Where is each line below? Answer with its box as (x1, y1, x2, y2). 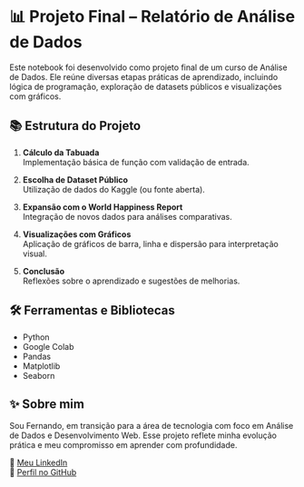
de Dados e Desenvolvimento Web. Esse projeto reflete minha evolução (9, 430, 277, 441)
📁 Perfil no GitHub (9, 467, 77, 478)
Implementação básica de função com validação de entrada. (22, 156, 250, 167)
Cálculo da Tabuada (22, 146, 100, 158)
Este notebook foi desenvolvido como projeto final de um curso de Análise (9, 62, 288, 73)
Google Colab (22, 341, 74, 352)
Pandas (22, 351, 52, 362)
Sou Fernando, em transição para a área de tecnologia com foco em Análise (9, 421, 294, 432)
